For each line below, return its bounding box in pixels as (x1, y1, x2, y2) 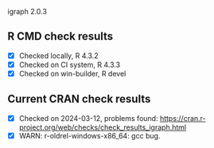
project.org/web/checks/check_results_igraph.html (18, 123, 187, 132)
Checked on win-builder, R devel (18, 68, 126, 78)
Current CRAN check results (7, 92, 151, 106)
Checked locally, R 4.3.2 (18, 51, 99, 60)
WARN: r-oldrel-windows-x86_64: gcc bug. (18, 130, 161, 140)
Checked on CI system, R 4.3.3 (18, 60, 121, 69)
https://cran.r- (159, 113, 206, 123)
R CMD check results (7, 29, 114, 43)
